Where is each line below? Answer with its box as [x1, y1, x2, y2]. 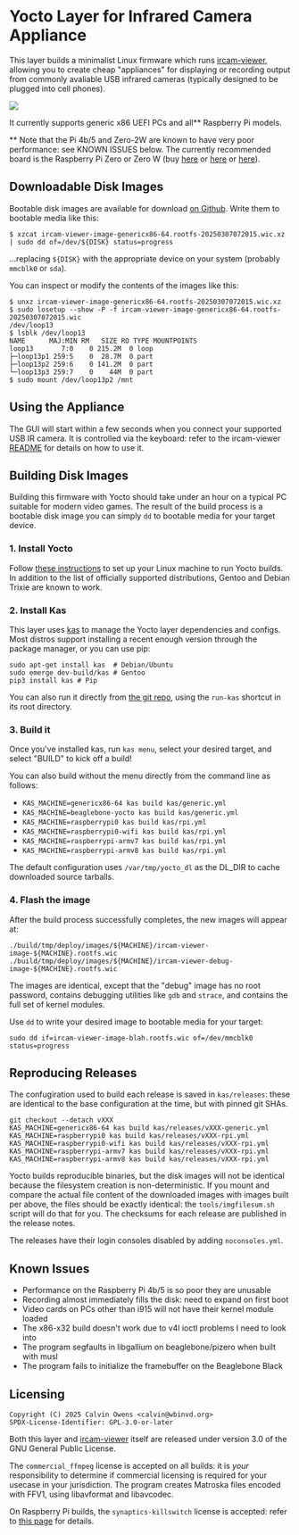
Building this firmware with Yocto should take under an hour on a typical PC [9, 492, 287, 502]
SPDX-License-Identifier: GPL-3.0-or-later [9, 1418, 174, 1427]
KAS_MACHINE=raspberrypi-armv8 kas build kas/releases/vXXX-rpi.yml [9, 1155, 270, 1164]
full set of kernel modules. [9, 999, 105, 1009]
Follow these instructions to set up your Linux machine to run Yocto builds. [9, 562, 284, 573]
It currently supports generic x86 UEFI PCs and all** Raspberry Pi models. [9, 117, 283, 128]
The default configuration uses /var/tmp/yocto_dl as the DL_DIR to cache [9, 862, 281, 873]
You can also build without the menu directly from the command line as [9, 770, 270, 782]
